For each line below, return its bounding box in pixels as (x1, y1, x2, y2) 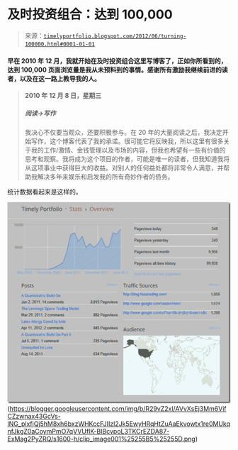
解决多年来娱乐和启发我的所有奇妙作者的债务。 (37, 172, 174, 181)
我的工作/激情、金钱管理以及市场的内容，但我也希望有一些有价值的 (30, 146, 226, 155)
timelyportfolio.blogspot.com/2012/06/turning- (43, 33, 186, 40)
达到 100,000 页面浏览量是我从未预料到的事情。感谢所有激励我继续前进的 (7, 65, 222, 74)
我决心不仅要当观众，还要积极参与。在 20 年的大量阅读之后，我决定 (24, 128, 223, 137)
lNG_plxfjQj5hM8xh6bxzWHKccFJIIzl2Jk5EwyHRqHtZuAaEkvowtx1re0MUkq (7, 419, 231, 428)
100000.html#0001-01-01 (24, 40, 96, 48)
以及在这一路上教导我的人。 (19, 74, 101, 82)
